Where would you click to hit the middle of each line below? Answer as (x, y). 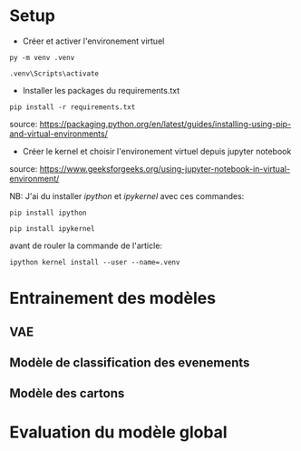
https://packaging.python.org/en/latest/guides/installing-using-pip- (165, 124)
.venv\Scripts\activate (54, 74)
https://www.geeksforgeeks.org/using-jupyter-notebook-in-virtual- (165, 168)
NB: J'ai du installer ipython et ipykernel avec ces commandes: (127, 195)
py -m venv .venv (42, 57)
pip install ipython (49, 213)
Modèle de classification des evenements (130, 362)
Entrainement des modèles (112, 299)
